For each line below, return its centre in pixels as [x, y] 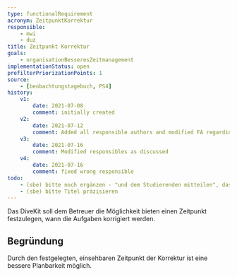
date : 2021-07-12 [58, 125]
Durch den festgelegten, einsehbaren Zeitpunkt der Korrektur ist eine [108, 258]
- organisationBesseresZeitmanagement [77, 60]
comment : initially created [74, 112]
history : [20, 93]
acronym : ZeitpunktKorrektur [50, 20]
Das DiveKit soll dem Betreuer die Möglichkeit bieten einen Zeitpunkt [107, 211]
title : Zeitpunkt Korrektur [49, 47]
